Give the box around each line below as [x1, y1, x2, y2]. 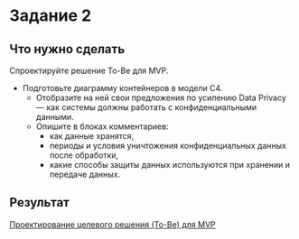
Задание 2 [9, 5, 92, 26]
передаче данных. [49, 169, 121, 179]
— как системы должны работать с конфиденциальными [35, 102, 257, 113]
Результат [9, 195, 70, 210]
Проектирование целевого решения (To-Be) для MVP [9, 218, 216, 230]
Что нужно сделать [9, 41, 126, 57]
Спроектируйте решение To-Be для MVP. [9, 65, 169, 76]
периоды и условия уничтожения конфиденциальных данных [49, 141, 287, 151]
